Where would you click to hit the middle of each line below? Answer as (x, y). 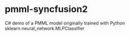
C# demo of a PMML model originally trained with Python (65, 23)
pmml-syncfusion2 (46, 9)
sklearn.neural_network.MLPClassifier (45, 28)
